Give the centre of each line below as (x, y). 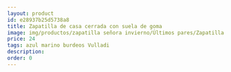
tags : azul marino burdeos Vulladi (58, 45)
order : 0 (20, 58)
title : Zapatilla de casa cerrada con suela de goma (85, 26)
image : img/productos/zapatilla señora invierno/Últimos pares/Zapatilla (116, 33)
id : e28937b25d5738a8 (38, 20)
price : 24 (21, 39)
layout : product (30, 13)
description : (26, 52)
